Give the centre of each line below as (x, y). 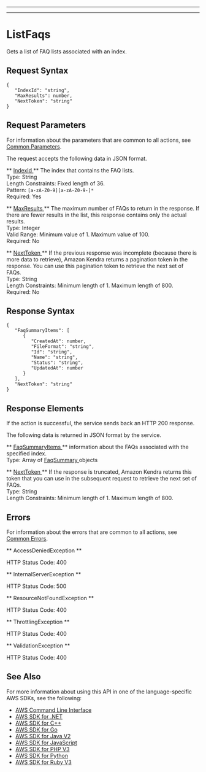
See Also (24, 677)
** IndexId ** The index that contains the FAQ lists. (70, 170)
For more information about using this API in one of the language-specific (99, 692)
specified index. (27, 454)
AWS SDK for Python (42, 755)
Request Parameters (46, 125)
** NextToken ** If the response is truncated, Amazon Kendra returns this (99, 472)
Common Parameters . (34, 146)
